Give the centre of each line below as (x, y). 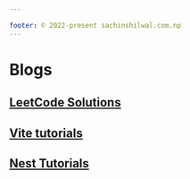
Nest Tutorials (49, 163)
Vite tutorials (46, 133)
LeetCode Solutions (66, 102)
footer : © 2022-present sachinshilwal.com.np (95, 25)
